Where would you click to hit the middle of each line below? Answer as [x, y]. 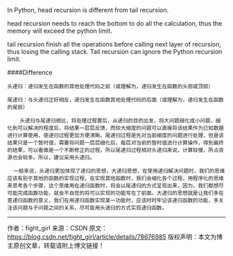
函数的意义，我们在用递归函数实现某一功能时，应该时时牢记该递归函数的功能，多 [121, 200]
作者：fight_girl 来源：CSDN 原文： [57, 228]
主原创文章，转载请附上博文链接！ [56, 245]
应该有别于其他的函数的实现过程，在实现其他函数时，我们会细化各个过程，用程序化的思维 [115, 178]
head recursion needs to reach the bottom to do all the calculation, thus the [115, 23]
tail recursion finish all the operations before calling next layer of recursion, [114, 44]
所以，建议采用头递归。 [67, 157]
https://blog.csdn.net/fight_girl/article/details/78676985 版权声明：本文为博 [115, 237]
